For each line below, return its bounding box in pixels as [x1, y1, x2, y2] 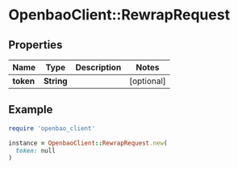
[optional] [128, 75, 167, 87]
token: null [15, 146, 56, 154]
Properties [8, 38, 63, 52]
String [43, 75, 68, 87]
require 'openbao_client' [8, 124, 95, 133]
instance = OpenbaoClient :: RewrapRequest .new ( [8, 139, 168, 147]
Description [75, 62, 122, 73]
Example [8, 103, 53, 116]
